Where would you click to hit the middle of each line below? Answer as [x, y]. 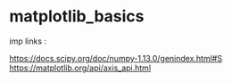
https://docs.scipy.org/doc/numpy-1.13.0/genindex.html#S [116, 58]
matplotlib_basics [77, 16]
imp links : [28, 41]
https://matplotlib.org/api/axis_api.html [80, 68]
